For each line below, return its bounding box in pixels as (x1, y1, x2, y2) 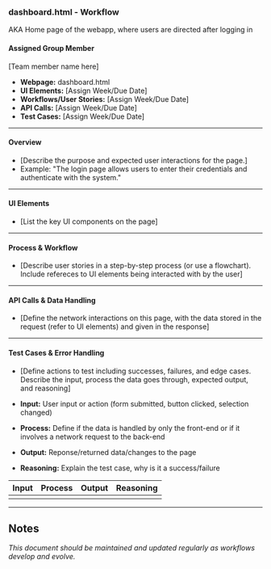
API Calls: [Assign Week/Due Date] (19, 103, 137, 112)
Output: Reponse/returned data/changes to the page (19, 447, 197, 457)
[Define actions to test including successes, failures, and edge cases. (19, 366, 252, 376)
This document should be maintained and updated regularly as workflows (8, 543, 256, 553)
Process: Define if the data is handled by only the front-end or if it (19, 423, 240, 432)
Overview (8, 137, 42, 147)
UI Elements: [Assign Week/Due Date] (19, 86, 148, 95)
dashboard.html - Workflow (8, 6, 119, 18)
